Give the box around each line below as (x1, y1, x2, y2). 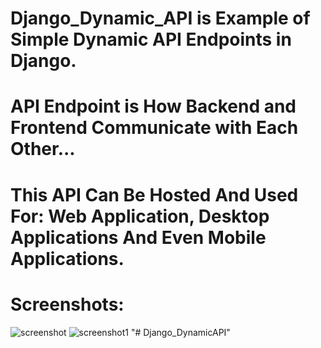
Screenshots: (10, 293, 125, 316)
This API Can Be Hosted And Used (10, 183, 299, 206)
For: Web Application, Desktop (10, 205, 270, 227)
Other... (10, 138, 76, 161)
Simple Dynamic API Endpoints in (10, 28, 292, 51)
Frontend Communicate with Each (10, 117, 299, 139)
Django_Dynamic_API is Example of (10, 7, 311, 30)
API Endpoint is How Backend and (10, 95, 297, 118)
